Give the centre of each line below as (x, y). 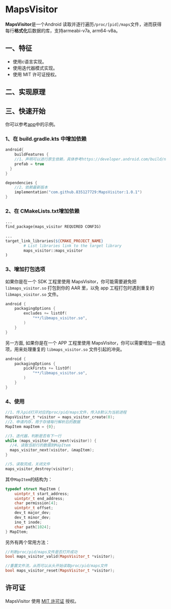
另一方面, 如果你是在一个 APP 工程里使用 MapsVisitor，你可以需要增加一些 (83, 343)
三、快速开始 (25, 111)
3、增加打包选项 (25, 269)
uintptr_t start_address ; (42, 494)
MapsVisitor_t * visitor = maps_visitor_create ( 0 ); (60, 417)
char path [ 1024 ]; (33, 527)
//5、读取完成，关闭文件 (28, 464)
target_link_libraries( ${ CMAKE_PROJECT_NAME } (54, 241)
